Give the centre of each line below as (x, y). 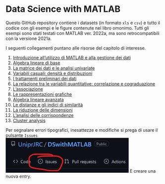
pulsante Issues (22, 135)
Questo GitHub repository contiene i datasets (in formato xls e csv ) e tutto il (83, 23)
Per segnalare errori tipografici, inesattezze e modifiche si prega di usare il (82, 130)
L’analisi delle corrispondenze (43, 115)
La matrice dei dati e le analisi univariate (54, 68)
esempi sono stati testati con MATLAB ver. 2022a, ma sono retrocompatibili (82, 33)
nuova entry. (19, 176)
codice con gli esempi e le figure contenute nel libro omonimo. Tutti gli (77, 28)
